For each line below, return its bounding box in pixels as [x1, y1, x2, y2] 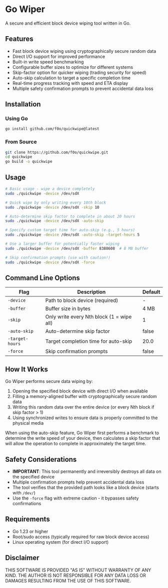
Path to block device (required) [45, 297, 118, 304]
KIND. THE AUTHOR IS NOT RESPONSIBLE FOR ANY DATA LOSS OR [5, 572, 146, 578]
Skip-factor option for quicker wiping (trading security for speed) [12, 69, 146, 75]
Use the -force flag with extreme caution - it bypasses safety [12, 495, 139, 501]
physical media [12, 420, 44, 426]
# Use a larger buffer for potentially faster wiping [5, 241, 120, 247]
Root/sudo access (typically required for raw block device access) [12, 534, 149, 540]
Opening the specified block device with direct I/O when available [12, 388, 148, 394]
